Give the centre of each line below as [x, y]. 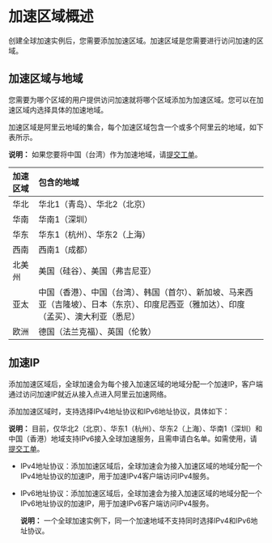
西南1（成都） [66, 249]
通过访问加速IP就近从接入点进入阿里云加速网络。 [90, 394]
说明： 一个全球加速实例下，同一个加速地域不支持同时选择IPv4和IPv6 [135, 520]
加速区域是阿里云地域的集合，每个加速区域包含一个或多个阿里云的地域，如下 [136, 127]
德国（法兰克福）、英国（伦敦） [97, 331]
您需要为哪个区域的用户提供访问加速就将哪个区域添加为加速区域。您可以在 [132, 100]
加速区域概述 [51, 17]
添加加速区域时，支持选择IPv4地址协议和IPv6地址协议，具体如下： [119, 411]
